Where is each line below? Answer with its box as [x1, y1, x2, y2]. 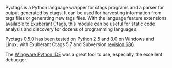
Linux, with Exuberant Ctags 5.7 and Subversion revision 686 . [5, 41, 136, 48]
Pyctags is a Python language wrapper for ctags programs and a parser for [5, 5, 164, 10]
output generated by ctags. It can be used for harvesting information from [5, 10, 162, 16]
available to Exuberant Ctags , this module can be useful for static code [5, 20, 155, 27]
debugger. [5, 57, 27, 63]
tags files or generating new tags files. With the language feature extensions [5, 15, 167, 21]
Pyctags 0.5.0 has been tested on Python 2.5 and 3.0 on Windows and [5, 36, 154, 42]
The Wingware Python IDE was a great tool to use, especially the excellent [5, 51, 163, 57]
